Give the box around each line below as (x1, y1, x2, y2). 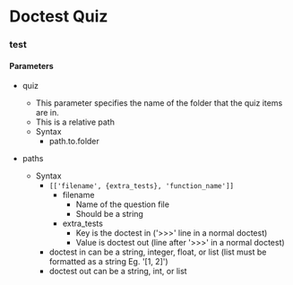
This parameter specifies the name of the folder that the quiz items (35, 98, 283, 108)
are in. (35, 108, 60, 118)
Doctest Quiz (9, 6, 108, 27)
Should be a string (75, 209, 143, 220)
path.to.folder (48, 136, 100, 147)
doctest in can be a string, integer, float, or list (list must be (48, 246, 267, 257)
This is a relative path (35, 117, 115, 127)
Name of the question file (75, 199, 170, 210)
